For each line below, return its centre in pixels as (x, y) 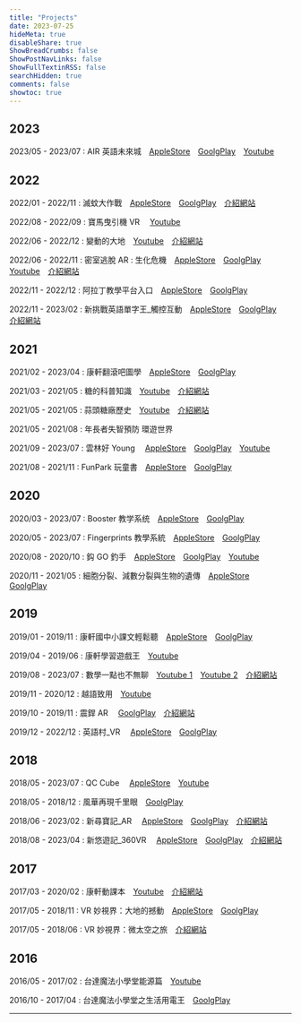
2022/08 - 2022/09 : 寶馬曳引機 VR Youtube (95, 222)
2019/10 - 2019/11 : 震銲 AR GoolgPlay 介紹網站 (102, 712)
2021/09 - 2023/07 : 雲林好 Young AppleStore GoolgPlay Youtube (140, 448)
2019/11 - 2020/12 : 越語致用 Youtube (81, 693)
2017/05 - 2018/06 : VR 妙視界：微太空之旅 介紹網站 (108, 930)
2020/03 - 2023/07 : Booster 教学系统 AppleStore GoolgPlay (127, 518)
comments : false (39, 84)
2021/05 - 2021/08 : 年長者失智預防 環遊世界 (91, 429)
